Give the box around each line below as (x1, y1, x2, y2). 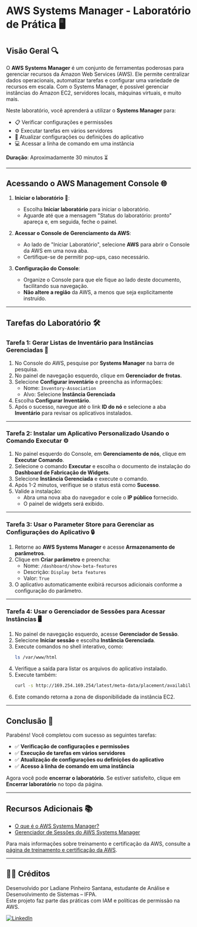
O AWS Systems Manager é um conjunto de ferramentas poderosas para (6, 65, 184, 71)
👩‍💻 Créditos (6, 869, 50, 879)
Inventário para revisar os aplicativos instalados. (14, 409, 133, 417)
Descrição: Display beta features (23, 569, 107, 576)
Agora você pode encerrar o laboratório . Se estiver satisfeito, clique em (6, 774, 181, 781)
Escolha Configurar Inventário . (14, 397, 91, 404)
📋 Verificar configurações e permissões (14, 119, 113, 126)
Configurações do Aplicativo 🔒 (6, 528, 95, 536)
